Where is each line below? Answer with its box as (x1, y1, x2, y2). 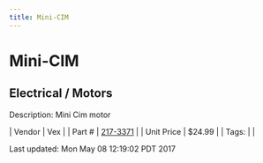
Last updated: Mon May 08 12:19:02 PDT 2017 (9, 143, 177, 154)
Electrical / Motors (9, 85, 113, 101)
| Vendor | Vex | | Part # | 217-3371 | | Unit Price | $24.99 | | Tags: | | (9, 126, 256, 137)
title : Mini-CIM (9, 12, 69, 22)
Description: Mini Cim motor (9, 109, 111, 120)
